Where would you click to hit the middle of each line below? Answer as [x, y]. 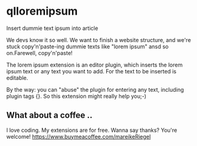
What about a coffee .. [49, 115]
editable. [17, 78]
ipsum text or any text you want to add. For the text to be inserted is [91, 71]
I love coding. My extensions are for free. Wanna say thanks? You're [92, 130]
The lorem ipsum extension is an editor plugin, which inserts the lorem [95, 65]
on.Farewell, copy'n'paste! [40, 53]
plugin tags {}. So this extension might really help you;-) [76, 96]
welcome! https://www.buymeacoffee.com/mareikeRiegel [79, 136]
